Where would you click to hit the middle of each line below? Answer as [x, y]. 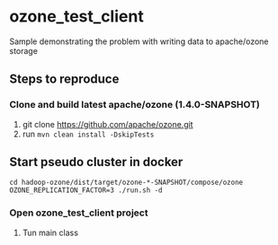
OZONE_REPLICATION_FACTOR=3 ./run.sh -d [86, 190]
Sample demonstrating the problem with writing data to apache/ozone [139, 41]
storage [24, 50]
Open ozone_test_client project [79, 213]
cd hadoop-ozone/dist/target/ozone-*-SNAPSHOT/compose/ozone [126, 183]
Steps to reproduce [64, 79]
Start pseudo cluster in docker [96, 162]
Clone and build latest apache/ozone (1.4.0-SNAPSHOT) [135, 105]
